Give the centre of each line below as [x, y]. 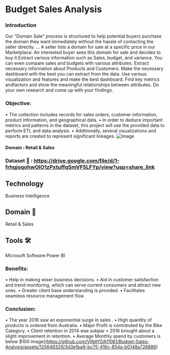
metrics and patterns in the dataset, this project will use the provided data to [85, 125]
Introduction [21, 25]
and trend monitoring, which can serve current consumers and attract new [83, 285]
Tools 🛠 [18, 240]
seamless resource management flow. [45, 296]
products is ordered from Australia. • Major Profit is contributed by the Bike [84, 326]
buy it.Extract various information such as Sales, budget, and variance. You [84, 58]
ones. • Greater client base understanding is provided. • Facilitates [75, 291]
